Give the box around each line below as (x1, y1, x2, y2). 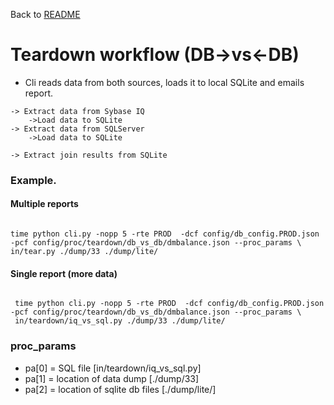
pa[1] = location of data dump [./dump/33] (24, 372, 200, 384)
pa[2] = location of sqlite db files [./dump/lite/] (24, 383, 217, 395)
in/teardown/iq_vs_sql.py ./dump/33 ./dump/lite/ (14, 316, 226, 326)
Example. (10, 173, 57, 187)
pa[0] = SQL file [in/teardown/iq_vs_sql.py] (24, 362, 202, 374)
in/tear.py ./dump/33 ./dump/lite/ (10, 247, 159, 257)
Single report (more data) (10, 267, 118, 279)
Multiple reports (10, 198, 79, 210)
